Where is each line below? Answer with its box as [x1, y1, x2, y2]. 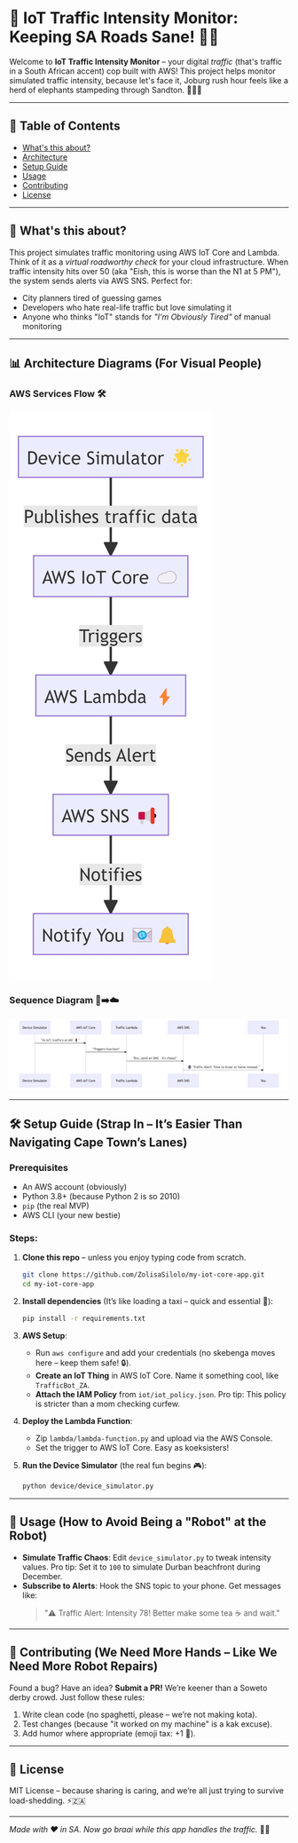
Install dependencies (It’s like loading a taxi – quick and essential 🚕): [21, 1296, 273, 1307]
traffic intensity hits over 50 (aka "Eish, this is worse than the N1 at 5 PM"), [9, 265, 281, 276]
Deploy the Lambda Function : [21, 1416, 133, 1427]
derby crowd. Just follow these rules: [9, 1691, 145, 1703]
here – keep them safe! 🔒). [35, 1357, 131, 1368]
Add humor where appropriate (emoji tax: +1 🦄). [21, 1728, 197, 1738]
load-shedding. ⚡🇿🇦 [9, 1795, 86, 1806]
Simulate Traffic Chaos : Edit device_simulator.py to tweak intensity [21, 1552, 272, 1562]
